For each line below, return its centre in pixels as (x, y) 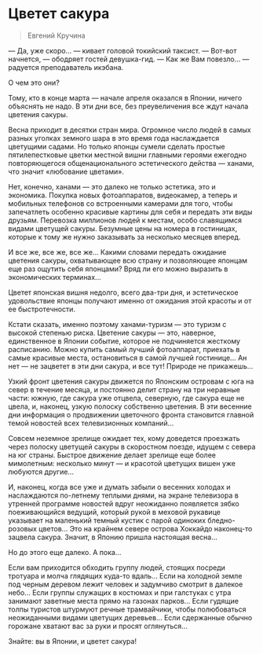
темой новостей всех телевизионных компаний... (91, 423)
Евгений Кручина (56, 35)
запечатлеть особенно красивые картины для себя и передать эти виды (130, 211)
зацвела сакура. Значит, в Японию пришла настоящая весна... (113, 537)
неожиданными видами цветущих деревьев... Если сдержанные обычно (130, 617)
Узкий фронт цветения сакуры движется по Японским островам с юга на (131, 381)
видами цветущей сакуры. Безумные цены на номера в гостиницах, (123, 228)
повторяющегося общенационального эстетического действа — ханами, (131, 163)
